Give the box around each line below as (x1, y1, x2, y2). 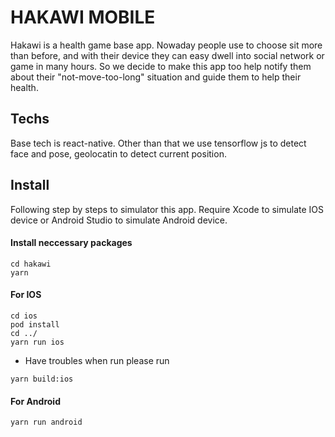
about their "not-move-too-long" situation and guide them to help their (10, 71, 302, 83)
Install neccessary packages (10, 237, 133, 249)
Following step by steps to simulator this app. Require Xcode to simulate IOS (10, 203, 325, 215)
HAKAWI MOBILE (10, 6, 156, 29)
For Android (10, 395, 61, 407)
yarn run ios (10, 337, 65, 347)
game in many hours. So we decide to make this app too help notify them (10, 60, 312, 72)
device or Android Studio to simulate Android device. (10, 214, 228, 226)
